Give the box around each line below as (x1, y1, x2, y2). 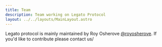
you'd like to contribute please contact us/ (5, 36, 94, 42)
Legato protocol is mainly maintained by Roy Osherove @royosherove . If (5, 31, 157, 37)
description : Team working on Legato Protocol (5, 12, 106, 17)
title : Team (5, 7, 31, 13)
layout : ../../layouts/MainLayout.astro (5, 17, 93, 22)
